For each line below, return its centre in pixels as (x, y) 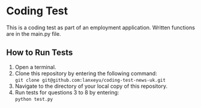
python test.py (34, 99)
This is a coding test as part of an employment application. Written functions (100, 27)
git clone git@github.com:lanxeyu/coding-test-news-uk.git (90, 80)
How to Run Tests (40, 53)
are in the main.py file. (34, 33)
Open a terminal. (35, 67)
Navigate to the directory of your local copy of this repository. (91, 86)
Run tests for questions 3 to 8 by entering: (67, 92)
